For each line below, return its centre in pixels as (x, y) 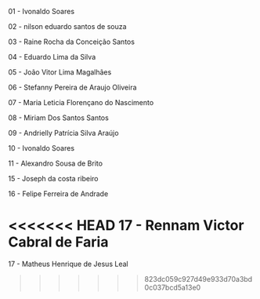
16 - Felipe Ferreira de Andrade (58, 194)
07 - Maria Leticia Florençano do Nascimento (81, 102)
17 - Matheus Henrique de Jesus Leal (68, 264)
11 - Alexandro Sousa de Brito (56, 163)
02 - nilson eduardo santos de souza (67, 26)
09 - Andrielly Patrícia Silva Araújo (63, 133)
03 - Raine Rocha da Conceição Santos (72, 42)
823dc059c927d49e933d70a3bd (199, 279)
